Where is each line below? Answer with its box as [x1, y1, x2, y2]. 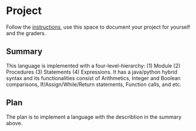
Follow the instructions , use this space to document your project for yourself [6, 23, 190, 30]
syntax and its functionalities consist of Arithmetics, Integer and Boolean [6, 74, 181, 81]
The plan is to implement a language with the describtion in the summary [6, 113, 182, 120]
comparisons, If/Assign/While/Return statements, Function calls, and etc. [6, 81, 182, 88]
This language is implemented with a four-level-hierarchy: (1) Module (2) [6, 62, 181, 69]
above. [6, 119, 23, 126]
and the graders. [6, 29, 46, 36]
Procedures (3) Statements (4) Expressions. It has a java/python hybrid [6, 68, 177, 75]
